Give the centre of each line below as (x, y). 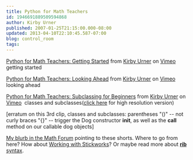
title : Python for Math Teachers (47, 11)
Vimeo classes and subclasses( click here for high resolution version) (90, 102)
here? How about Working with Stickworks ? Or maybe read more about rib (96, 144)
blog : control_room (30, 39)
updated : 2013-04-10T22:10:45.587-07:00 (56, 34)
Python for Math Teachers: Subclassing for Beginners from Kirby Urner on (96, 96)
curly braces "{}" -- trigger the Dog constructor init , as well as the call (91, 120)
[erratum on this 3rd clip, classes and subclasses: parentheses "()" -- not (95, 114)
